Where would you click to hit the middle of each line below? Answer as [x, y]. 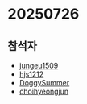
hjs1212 [31, 74]
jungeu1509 [39, 66]
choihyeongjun [44, 91]
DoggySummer [44, 83]
